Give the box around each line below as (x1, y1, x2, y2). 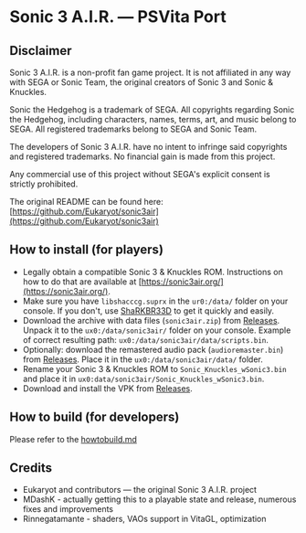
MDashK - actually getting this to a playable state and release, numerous (22, 494, 297, 505)
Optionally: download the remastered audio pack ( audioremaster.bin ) (22, 344, 284, 355)
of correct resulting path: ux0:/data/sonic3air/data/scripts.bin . (22, 334, 269, 345)
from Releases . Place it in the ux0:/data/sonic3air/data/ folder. (22, 354, 263, 365)
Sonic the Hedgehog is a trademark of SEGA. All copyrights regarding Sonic (9, 104, 295, 115)
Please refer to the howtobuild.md (9, 433, 137, 444)
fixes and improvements (22, 504, 114, 515)
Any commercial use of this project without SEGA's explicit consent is (9, 169, 271, 179)
